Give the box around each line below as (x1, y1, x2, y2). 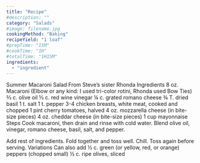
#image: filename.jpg (6, 25, 61, 32)
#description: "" (6, 14, 50, 20)
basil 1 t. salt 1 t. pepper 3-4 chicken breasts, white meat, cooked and (6, 100, 178, 108)
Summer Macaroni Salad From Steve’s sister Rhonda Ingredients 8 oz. (6, 81, 179, 88)
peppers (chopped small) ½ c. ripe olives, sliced (6, 150, 125, 158)
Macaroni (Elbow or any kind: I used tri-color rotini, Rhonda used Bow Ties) (6, 88, 192, 95)
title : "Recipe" (6, 8, 47, 15)
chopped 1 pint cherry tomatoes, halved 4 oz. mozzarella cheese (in (6, 106, 174, 114)
